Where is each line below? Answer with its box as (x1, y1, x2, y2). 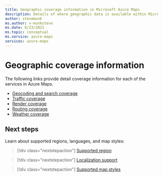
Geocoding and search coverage (12, 90, 78, 96)
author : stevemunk (5, 16, 42, 21)
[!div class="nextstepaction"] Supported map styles (16, 166, 121, 172)
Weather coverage (12, 111, 49, 117)
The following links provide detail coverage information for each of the (5, 76, 146, 82)
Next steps (5, 125, 39, 134)
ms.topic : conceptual (5, 30, 49, 35)
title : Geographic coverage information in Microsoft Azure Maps (5, 7, 140, 12)
